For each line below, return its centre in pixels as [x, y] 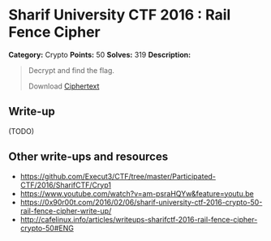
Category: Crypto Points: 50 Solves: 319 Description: [100, 54]
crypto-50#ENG [47, 228]
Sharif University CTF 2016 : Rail [120, 15]
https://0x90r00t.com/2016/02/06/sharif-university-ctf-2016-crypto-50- [141, 202]
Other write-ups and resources [88, 157]
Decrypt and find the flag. [71, 70]
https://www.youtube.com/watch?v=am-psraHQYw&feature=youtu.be [137, 193]
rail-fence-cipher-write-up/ [66, 211]
